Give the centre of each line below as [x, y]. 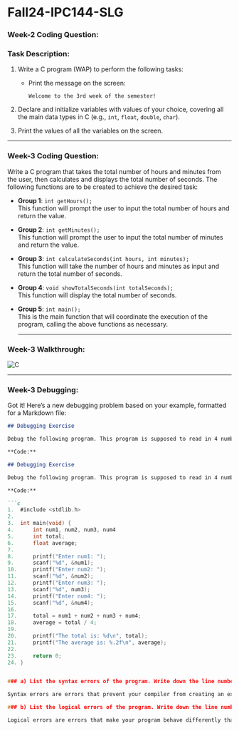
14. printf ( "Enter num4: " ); [57, 596]
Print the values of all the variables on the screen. [90, 131]
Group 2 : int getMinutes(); [59, 230]
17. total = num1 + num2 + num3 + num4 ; [74, 616]
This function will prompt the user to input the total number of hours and [123, 208]
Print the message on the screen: [77, 83]
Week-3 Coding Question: [53, 156]
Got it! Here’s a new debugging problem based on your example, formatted [117, 405]
